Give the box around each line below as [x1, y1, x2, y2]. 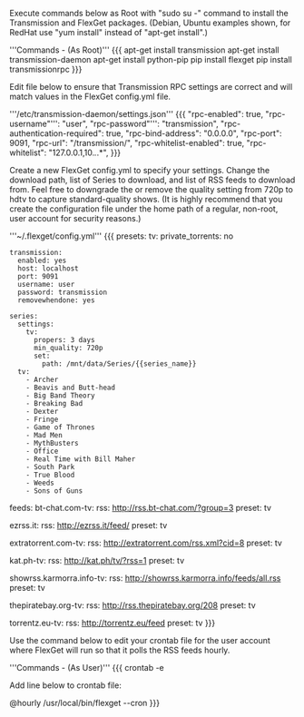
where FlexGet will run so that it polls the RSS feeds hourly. [9, 644, 230, 655]
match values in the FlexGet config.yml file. [9, 91, 171, 102]
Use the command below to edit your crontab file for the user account [9, 635, 270, 645]
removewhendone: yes [17, 296, 95, 305]
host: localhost [17, 264, 79, 273]
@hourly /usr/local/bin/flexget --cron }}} [9, 698, 161, 708]
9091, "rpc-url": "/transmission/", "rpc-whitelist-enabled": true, [9, 138, 245, 148]
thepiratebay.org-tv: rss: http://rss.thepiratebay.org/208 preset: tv [9, 600, 256, 611]
